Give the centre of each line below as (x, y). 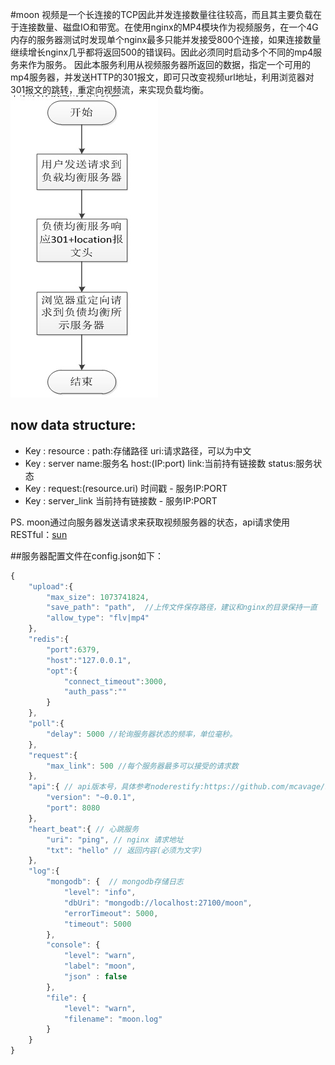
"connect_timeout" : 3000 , (115, 681)
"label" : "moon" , (100, 966)
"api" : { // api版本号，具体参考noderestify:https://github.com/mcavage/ (177, 787)
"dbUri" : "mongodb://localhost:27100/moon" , (158, 903)
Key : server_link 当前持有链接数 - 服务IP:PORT (121, 500)
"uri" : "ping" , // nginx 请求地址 (115, 839)
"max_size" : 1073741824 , (98, 597)
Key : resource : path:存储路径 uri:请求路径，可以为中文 (138, 450)
